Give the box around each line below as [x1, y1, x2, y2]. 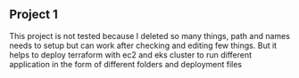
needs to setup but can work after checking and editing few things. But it [9, 40, 278, 51]
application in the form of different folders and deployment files [9, 58, 243, 69]
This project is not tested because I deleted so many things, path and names [9, 30, 290, 41]
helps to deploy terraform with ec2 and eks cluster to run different [9, 49, 253, 60]
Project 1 [9, 7, 58, 22]
